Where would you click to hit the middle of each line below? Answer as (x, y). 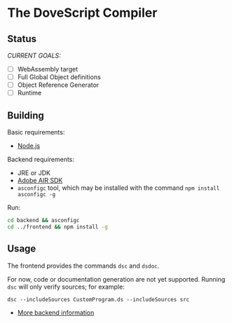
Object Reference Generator (58, 85)
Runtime (29, 93)
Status (22, 39)
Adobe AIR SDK (40, 181)
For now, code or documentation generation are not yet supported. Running (116, 279)
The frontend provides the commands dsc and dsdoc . (83, 266)
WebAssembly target (48, 69)
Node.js (29, 146)
